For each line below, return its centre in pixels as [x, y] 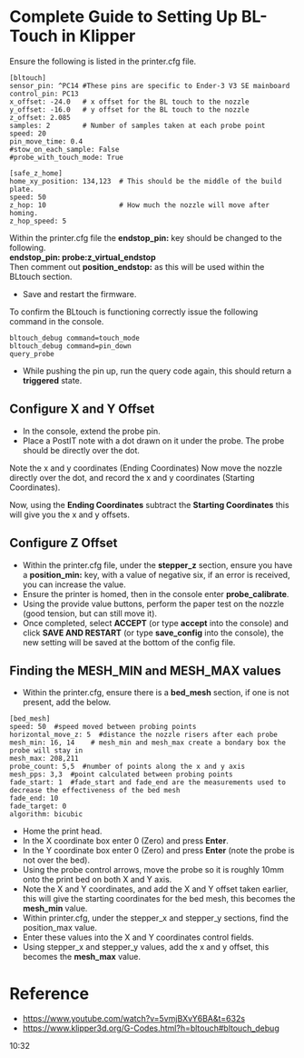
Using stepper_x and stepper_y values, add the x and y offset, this [146, 947]
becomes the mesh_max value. [81, 957]
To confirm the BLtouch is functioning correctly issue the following [134, 312]
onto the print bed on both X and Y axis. [97, 880]
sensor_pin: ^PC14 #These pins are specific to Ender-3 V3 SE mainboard [150, 85]
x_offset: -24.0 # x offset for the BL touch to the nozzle [129, 102]
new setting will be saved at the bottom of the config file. [129, 642]
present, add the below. [67, 703]
